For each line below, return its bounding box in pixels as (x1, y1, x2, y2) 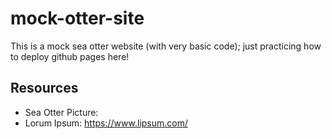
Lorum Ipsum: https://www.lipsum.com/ (24, 117, 189, 129)
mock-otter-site (10, 7, 145, 30)
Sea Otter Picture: (24, 106, 99, 118)
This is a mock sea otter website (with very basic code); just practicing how (10, 40, 322, 52)
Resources (10, 80, 79, 97)
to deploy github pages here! (10, 50, 130, 62)
